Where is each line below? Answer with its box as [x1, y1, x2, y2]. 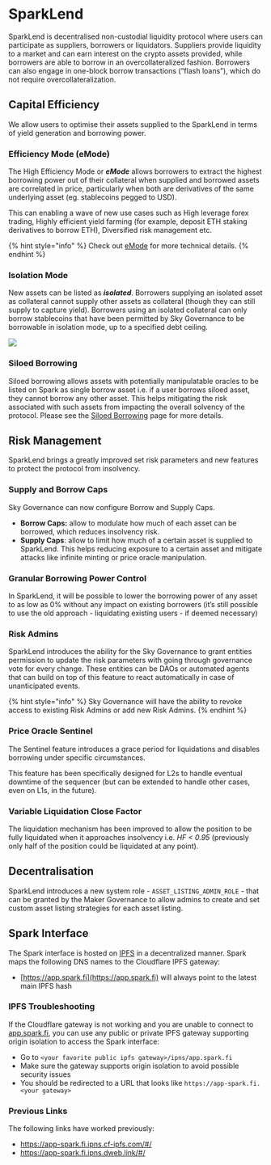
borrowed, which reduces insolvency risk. [19, 526, 160, 536]
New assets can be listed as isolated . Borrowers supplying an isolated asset [8, 288, 263, 298]
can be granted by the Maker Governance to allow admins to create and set [8, 894, 260, 904]
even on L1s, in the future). [8, 785, 97, 795]
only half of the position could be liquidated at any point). [8, 841, 199, 851]
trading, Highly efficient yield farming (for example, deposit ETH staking [8, 217, 248, 226]
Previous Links [8, 1105, 68, 1116]
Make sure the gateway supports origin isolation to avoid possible [19, 1061, 239, 1070]
